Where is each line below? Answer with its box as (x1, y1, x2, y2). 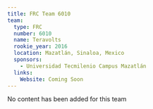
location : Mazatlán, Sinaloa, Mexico (13, 50, 125, 57)
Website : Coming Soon (20, 75, 83, 83)
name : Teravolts (13, 37, 61, 44)
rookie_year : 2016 (13, 43, 68, 50)
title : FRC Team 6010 (7, 10, 71, 18)
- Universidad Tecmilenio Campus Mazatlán (20, 63, 147, 70)
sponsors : (13, 56, 42, 63)
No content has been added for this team (7, 95, 127, 103)
